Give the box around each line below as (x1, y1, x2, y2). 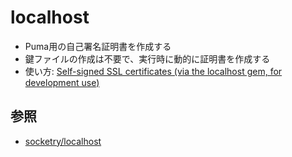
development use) (24, 76, 100, 88)
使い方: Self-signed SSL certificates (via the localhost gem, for (24, 65, 283, 77)
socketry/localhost (24, 135, 102, 147)
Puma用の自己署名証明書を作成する (24, 40, 172, 52)
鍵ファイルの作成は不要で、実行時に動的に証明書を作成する (24, 52, 271, 65)
